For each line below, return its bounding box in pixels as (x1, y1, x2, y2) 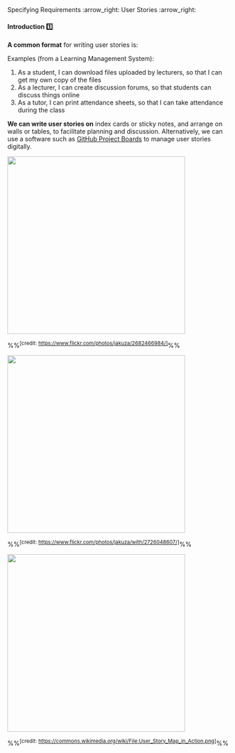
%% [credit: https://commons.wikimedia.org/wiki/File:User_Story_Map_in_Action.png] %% (7, 737, 229, 747)
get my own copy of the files (17, 76, 102, 85)
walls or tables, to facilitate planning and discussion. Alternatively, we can (7, 127, 223, 136)
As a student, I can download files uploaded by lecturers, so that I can (17, 68, 222, 77)
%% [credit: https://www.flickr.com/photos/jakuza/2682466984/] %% (7, 340, 180, 350)
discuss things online (17, 91, 80, 99)
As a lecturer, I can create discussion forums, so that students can (17, 83, 212, 92)
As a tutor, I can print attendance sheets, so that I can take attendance (17, 98, 224, 107)
